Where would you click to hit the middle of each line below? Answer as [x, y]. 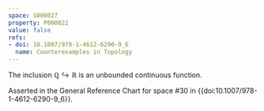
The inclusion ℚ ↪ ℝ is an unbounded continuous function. [106, 75]
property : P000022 [38, 23]
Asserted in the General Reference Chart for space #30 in [102, 91]
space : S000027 [33, 15]
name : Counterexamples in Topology [74, 52]
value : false [30, 30]
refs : [17, 37]
